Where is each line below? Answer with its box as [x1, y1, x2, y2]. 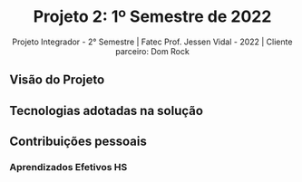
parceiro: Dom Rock [114, 45, 190, 56]
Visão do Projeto [9, 72, 105, 88]
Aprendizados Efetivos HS [9, 161, 128, 174]
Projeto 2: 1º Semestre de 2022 [33, 6, 272, 27]
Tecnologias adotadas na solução [9, 102, 204, 119]
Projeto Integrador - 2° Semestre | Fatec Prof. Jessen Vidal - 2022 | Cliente [12, 36, 293, 47]
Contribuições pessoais [9, 134, 147, 149]
